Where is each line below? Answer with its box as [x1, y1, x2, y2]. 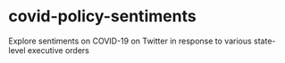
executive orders [27, 44, 90, 55]
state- [253, 35, 276, 46]
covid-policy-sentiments [8, 6, 197, 27]
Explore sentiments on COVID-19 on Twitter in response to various [8, 35, 252, 46]
